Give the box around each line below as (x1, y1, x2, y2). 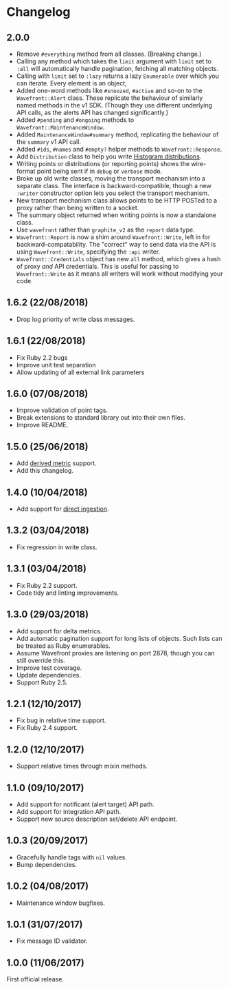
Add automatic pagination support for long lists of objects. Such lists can (16, 634, 222, 642)
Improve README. (16, 421, 69, 429)
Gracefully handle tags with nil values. (16, 853, 128, 861)
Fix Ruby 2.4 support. (16, 724, 78, 732)
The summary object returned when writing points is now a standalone (16, 211, 217, 219)
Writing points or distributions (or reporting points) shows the (16, 160, 190, 167)
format (16, 167, 36, 175)
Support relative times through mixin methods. (16, 762, 148, 771)
